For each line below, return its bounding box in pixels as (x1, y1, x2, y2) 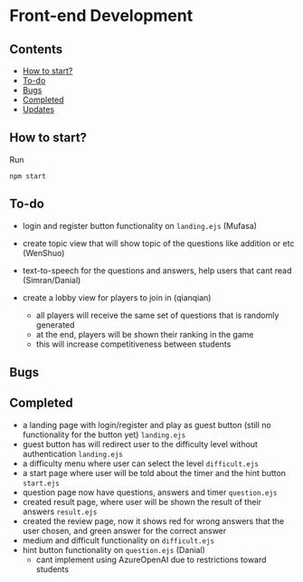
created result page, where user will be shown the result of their (22, 496, 262, 507)
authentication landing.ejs (22, 448, 124, 459)
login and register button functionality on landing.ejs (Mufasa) (22, 220, 258, 231)
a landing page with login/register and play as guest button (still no (22, 419, 271, 430)
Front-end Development (9, 5, 194, 26)
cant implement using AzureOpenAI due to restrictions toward (35, 554, 267, 565)
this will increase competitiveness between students (35, 339, 232, 349)
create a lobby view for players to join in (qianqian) (22, 291, 212, 303)
